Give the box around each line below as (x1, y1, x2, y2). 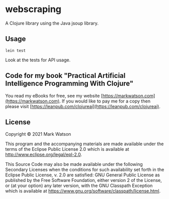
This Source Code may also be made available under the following (5, 161, 143, 167)
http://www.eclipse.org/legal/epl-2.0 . (5, 152, 82, 158)
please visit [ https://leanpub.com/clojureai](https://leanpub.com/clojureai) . (5, 103, 160, 109)
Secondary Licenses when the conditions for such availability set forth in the (5, 167, 164, 173)
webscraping (5, 4, 62, 15)
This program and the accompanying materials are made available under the (5, 141, 164, 147)
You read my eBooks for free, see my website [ (5, 92, 103, 98)
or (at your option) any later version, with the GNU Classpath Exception (5, 182, 153, 189)
